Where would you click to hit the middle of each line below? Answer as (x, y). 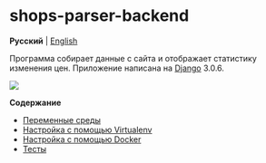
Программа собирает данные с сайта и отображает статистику (133, 58)
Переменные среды (62, 120)
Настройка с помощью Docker (82, 139)
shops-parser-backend (99, 16)
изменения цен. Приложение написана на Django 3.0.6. (117, 68)
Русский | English (44, 41)
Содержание (35, 102)
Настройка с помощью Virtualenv (87, 129)
